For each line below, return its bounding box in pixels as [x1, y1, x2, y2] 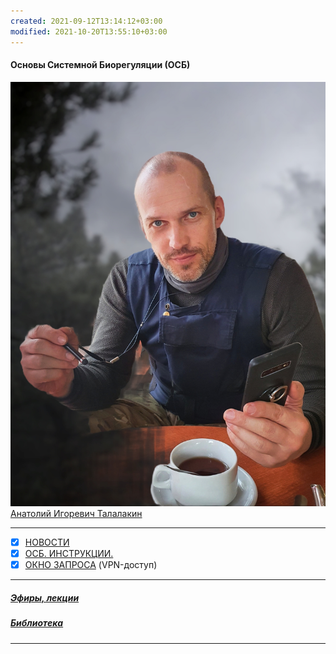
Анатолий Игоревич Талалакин [10, 508, 143, 519]
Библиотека [10, 617, 64, 629]
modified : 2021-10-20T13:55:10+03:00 [10, 26, 168, 37]
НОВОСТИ [24, 536, 70, 548]
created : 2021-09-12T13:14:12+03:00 [10, 16, 163, 26]
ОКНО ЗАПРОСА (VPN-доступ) [24, 559, 158, 571]
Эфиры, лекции [10, 591, 80, 604]
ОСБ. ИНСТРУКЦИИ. [24, 548, 114, 560]
